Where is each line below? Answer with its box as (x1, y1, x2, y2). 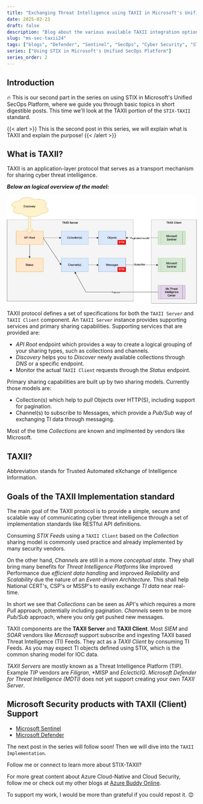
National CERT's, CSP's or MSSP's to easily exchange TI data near (7, 583, 172, 590)
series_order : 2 (7, 54, 48, 60)
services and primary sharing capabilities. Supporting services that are (7, 322, 183, 330)
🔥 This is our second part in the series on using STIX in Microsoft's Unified (7, 94, 192, 101)
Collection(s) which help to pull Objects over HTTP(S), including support (15, 396, 195, 404)
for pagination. (15, 403, 52, 410)
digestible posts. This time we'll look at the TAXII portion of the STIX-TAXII (7, 106, 191, 114)
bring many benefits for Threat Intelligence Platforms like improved (7, 563, 173, 570)
